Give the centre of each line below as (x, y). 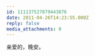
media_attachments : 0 (34, 29)
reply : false (23, 23)
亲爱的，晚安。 (25, 47)
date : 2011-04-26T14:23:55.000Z (47, 18)
